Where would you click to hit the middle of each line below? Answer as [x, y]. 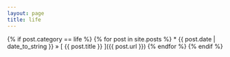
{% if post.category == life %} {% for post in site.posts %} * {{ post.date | [111, 39]
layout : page [26, 13]
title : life [24, 20]
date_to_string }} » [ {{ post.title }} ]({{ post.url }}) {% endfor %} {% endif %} [115, 46]
